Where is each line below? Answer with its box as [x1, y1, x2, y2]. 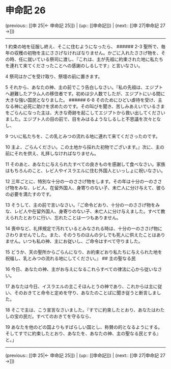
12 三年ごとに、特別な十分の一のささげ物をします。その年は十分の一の [5, 178, 154, 184]
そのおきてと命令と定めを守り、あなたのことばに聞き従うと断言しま [14, 290, 157, 296]
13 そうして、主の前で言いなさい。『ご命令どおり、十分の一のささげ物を [5, 202, 156, 208]
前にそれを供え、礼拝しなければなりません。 [5, 150, 99, 156]
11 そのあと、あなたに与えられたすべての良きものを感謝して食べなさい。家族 [5, 161, 165, 167]
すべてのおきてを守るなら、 [36, 313, 94, 319]
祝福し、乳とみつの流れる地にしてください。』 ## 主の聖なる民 [5, 255, 136, 261]
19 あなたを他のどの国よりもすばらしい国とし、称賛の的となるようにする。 [5, 324, 163, 330]
